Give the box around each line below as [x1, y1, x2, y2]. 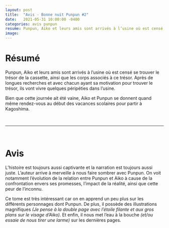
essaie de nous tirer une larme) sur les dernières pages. [5, 217, 122, 223]
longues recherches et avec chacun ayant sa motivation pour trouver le [5, 80, 153, 86]
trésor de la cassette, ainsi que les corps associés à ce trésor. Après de [5, 74, 153, 81]
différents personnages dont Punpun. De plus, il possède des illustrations [5, 201, 157, 207]
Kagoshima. [5, 105, 30, 111]
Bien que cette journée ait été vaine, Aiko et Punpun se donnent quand [5, 95, 152, 101]
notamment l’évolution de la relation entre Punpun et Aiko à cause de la [5, 175, 152, 181]
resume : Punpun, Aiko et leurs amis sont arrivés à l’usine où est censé [5, 26, 163, 31]
